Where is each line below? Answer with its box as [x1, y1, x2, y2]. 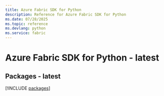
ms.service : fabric [5, 30, 46, 35]
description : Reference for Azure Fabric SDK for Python [5, 12, 126, 17]
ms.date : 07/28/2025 [5, 16, 48, 21]
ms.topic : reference [5, 21, 48, 26]
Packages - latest [5, 72, 61, 80]
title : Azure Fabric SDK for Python [5, 7, 81, 12]
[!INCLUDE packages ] [5, 85, 50, 91]
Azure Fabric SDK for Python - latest [5, 52, 159, 63]
